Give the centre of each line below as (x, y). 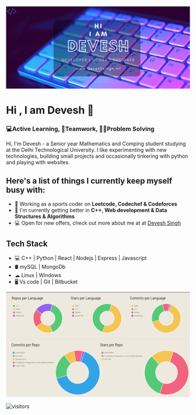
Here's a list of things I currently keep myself (89, 181)
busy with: (26, 190)
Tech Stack (27, 243)
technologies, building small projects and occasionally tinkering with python (97, 156)
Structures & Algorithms (44, 216)
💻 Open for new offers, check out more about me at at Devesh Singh (97, 223)
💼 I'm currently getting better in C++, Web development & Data (91, 210)
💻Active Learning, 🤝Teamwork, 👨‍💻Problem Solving (80, 129)
